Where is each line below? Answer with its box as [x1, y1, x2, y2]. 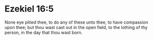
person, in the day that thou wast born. [4, 29, 83, 35]
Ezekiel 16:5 [4, 3, 54, 14]
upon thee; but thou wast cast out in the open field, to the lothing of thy [4, 24, 148, 30]
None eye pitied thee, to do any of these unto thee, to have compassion [4, 19, 149, 25]
